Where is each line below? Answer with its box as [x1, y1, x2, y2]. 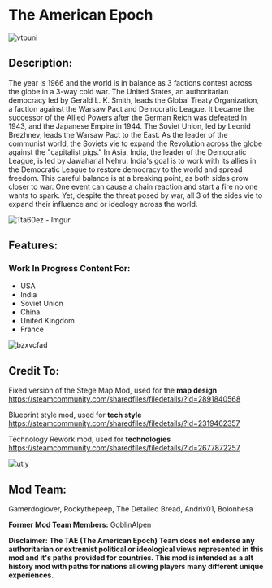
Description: [8, 56, 73, 70]
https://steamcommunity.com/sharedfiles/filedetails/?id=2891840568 [8, 394, 241, 404]
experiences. [8, 570, 54, 580]
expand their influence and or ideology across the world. [8, 199, 198, 208]
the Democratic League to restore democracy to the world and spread [8, 165, 243, 174]
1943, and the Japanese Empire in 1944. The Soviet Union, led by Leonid [8, 121, 252, 131]
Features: [8, 239, 58, 252]
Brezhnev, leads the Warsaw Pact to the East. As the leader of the [8, 129, 229, 139]
